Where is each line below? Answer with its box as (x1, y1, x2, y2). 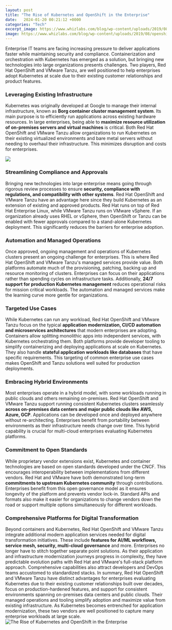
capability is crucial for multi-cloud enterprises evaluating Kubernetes (5, 428, 153, 434)
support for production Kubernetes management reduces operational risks (5, 281, 166, 287)
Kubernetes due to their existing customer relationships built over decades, (5, 581, 164, 587)
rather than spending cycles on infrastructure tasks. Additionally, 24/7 (5, 275, 154, 282)
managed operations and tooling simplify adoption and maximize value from (5, 597, 165, 603)
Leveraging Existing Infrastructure (5, 91, 93, 98)
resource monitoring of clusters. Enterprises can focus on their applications (5, 270, 165, 276)
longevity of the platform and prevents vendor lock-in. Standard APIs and (5, 490, 160, 497)
